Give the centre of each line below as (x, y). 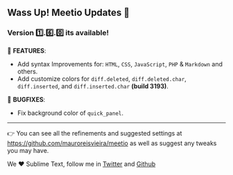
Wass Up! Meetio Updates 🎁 (69, 13)
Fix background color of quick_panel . (70, 113)
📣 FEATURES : (27, 50)
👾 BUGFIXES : (26, 99)
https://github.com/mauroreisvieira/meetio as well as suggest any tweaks (112, 143)
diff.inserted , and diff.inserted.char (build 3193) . (93, 86)
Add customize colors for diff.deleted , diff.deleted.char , (102, 79)
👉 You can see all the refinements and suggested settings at (95, 133)
